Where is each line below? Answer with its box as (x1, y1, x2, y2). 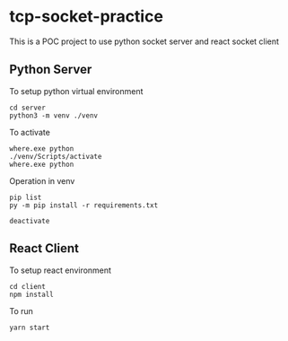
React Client (9, 240, 79, 257)
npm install (9, 290, 54, 299)
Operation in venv (9, 175, 75, 186)
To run (9, 305, 34, 316)
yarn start (9, 323, 50, 332)
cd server (9, 103, 47, 112)
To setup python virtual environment (9, 85, 144, 96)
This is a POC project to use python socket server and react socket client (9, 36, 280, 47)
